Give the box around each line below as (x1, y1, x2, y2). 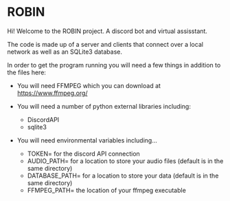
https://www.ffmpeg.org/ (16, 89, 88, 97)
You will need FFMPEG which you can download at (16, 81, 161, 89)
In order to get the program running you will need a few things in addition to (7, 61, 221, 69)
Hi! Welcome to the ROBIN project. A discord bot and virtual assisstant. (7, 27, 208, 35)
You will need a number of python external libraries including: (16, 102, 191, 110)
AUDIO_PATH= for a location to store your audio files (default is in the (27, 156, 224, 165)
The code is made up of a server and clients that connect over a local (7, 40, 204, 48)
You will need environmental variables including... (16, 136, 158, 145)
